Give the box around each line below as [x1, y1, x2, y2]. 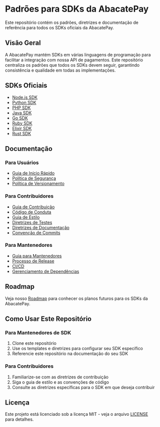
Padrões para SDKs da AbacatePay [5, 3, 149, 15]
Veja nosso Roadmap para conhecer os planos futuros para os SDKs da [5, 296, 148, 301]
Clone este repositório [12, 340, 57, 346]
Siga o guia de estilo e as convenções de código [12, 379, 109, 385]
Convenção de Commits [12, 230, 61, 236]
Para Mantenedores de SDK [5, 329, 71, 336]
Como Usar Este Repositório [5, 315, 92, 323]
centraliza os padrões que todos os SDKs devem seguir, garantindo [5, 62, 140, 68]
